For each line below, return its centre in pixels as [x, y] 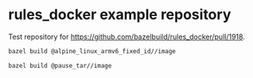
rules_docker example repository [120, 15]
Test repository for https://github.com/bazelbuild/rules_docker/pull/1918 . [127, 37]
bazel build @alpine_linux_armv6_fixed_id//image [92, 51]
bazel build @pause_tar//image [60, 65]
